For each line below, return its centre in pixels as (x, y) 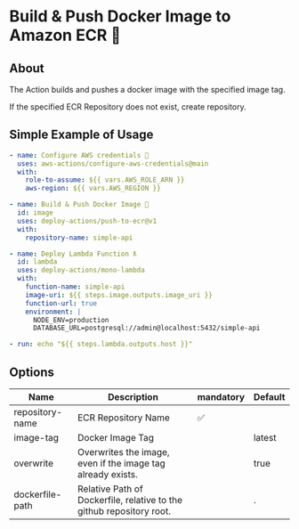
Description (133, 397)
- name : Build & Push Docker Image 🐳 (79, 205)
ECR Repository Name (124, 418)
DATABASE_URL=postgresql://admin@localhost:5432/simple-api (146, 328)
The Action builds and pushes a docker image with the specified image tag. (148, 90)
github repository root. (124, 511)
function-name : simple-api (75, 287)
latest (265, 438)
